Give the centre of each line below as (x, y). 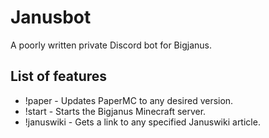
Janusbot (51, 17)
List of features (59, 76)
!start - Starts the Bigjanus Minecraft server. (115, 111)
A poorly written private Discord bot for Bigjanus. (111, 45)
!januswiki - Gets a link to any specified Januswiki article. (142, 122)
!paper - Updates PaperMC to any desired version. (129, 100)
